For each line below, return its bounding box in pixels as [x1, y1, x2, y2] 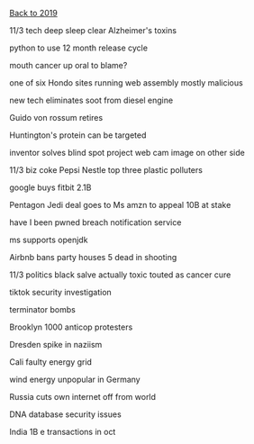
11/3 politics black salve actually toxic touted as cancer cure [9, 269, 231, 280]
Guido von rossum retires [9, 113, 104, 122]
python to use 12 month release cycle [9, 42, 149, 53]
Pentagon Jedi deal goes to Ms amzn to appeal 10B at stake [9, 200, 231, 210]
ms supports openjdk [9, 234, 88, 245]
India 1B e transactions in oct [9, 427, 116, 437]
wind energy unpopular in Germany [9, 374, 141, 385]
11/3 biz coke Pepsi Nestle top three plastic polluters [9, 165, 203, 175]
